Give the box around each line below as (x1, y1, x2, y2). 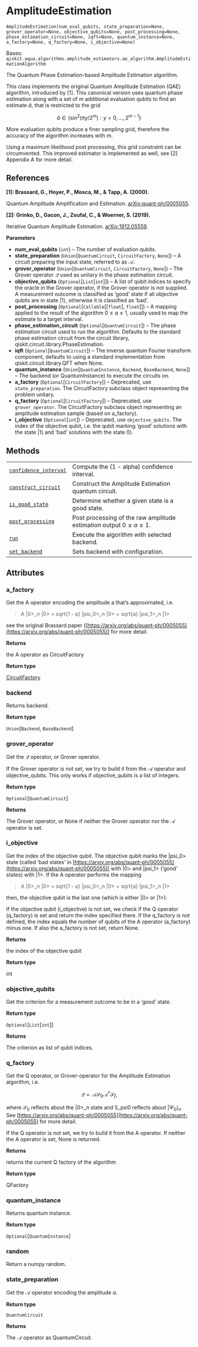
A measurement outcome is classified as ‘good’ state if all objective (14, 291, 179, 298)
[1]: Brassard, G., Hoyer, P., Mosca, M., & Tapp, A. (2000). (6, 189, 149, 196)
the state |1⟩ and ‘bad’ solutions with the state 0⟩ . (14, 429, 134, 436)
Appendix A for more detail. (6, 155, 73, 163)
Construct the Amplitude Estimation (72, 480, 171, 488)
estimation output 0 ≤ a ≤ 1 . (72, 521, 151, 530)
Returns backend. (6, 702, 49, 709)
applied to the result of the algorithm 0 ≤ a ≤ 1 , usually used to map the (14, 309, 189, 317)
